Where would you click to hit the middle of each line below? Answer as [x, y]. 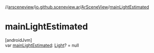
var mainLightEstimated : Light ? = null [42, 45]
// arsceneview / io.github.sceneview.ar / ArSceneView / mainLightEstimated [77, 7]
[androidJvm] [19, 40]
